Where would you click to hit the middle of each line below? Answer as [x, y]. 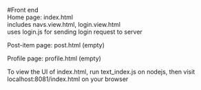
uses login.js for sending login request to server [75, 32]
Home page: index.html [40, 17]
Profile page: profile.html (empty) [54, 58]
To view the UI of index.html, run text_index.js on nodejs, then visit [101, 72]
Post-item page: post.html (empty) [56, 45]
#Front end [23, 10]
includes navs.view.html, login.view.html [64, 24]
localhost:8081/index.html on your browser [68, 79]
